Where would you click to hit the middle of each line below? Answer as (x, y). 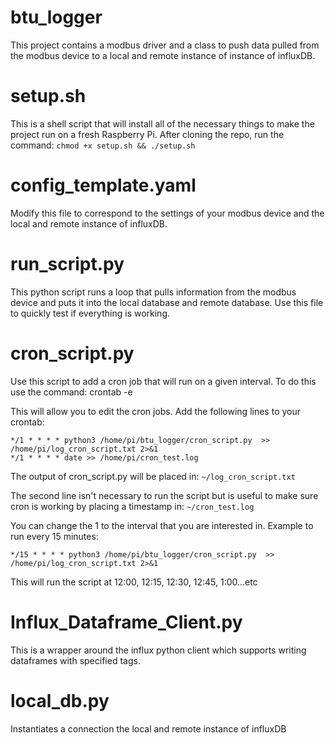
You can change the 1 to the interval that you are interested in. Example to (162, 525)
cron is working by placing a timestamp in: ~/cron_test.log (132, 506)
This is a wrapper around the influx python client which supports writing (158, 650)
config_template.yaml (103, 185)
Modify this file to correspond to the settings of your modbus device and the (167, 213)
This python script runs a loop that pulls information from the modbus (153, 292)
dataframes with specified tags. (75, 660)
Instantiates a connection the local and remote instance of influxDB (148, 728)
